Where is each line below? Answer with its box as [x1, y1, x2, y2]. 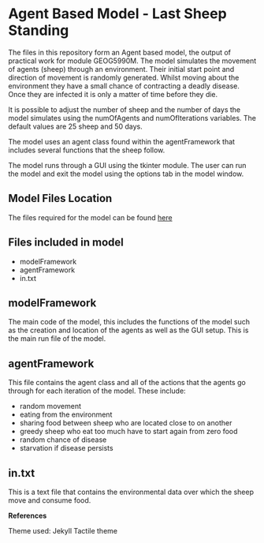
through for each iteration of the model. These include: [8, 386, 187, 395]
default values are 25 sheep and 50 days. [8, 122, 143, 131]
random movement [19, 402, 81, 411]
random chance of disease [19, 435, 107, 444]
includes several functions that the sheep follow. [8, 145, 165, 155]
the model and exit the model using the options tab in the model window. [8, 169, 244, 178]
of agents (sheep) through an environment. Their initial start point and [8, 64, 235, 73]
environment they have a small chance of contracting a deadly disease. [8, 81, 240, 91]
